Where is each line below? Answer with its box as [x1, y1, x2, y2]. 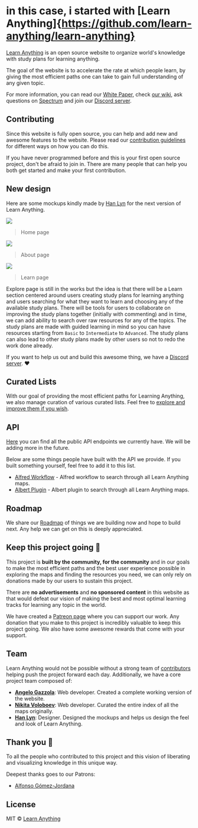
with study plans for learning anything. [6, 55, 100, 62]
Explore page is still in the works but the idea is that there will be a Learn [6, 285, 183, 292]
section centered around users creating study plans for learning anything [6, 292, 184, 299]
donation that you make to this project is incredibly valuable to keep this [6, 619, 181, 626]
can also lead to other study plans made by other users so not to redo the [6, 335, 185, 343]
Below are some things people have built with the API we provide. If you [6, 456, 181, 463]
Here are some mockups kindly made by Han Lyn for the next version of [6, 200, 181, 207]
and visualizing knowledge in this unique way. [6, 759, 118, 766]
